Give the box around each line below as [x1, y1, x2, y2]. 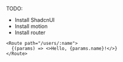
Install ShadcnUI [14, 17, 55, 23]
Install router [14, 29, 46, 36]
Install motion [14, 23, 48, 30]
